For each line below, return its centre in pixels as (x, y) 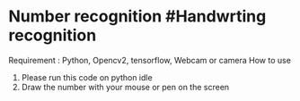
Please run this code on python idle (87, 77)
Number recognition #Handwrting (137, 17)
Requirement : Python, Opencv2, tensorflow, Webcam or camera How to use (150, 60)
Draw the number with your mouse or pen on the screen (125, 87)
